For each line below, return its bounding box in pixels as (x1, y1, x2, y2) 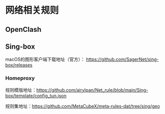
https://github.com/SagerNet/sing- (86, 56, 159, 62)
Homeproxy (5, 74, 35, 82)
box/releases (5, 62, 33, 68)
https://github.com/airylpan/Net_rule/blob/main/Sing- (36, 87, 148, 93)
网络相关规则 (5, 5, 59, 16)
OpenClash (5, 25, 42, 33)
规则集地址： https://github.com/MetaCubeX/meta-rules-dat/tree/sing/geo (5, 103, 160, 109)
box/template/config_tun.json (5, 92, 67, 99)
